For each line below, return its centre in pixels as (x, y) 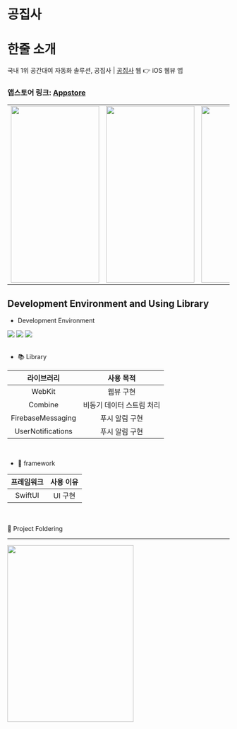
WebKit (43, 392)
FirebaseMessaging (43, 418)
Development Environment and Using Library (108, 304)
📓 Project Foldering (35, 529)
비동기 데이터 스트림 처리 (122, 405)
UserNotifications (43, 431)
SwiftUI (27, 496)
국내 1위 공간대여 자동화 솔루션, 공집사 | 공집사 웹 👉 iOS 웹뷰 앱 (95, 71)
